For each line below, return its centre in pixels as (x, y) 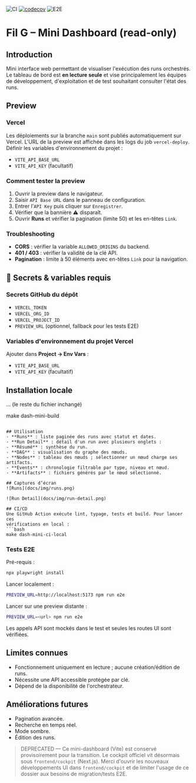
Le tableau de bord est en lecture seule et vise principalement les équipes (96, 75)
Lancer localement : (30, 584)
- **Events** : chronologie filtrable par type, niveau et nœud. (88, 468)
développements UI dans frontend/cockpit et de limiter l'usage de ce (105, 767)
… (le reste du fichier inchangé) (44, 404)
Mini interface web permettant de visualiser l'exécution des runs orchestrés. (98, 69)
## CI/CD (17, 509)
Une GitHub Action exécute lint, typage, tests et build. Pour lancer (94, 514)
